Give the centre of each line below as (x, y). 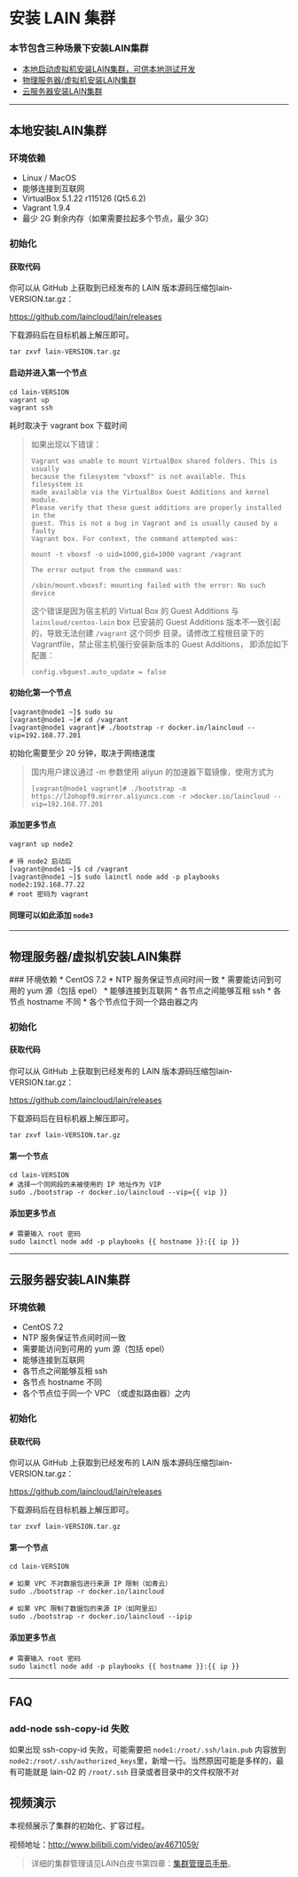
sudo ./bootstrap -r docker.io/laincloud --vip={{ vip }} (118, 1193)
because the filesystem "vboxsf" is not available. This (138, 476)
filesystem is (57, 484)
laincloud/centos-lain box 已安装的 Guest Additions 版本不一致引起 (156, 622)
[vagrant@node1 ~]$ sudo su (61, 712)
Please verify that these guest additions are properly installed (156, 507)
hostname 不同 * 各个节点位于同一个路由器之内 (112, 1001)
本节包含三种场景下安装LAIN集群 (79, 48)
